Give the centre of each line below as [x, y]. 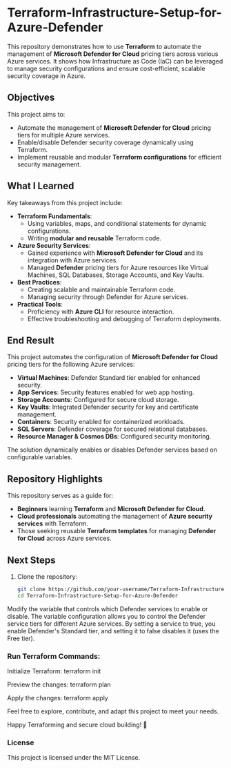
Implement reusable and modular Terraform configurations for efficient [119, 157]
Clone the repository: [47, 577]
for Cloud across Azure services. [64, 538]
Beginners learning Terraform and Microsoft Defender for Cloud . [111, 509]
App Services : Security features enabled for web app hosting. [106, 392]
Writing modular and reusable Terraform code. [94, 238]
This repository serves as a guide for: [60, 496]
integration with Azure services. [73, 260]
